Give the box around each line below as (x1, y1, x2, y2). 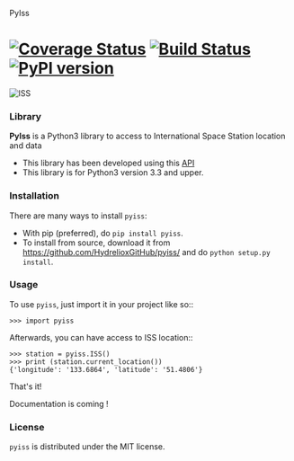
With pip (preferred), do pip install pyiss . (22, 227, 184, 238)
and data (9, 140, 42, 151)
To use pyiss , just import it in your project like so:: (9, 298, 194, 309)
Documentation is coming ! (9, 398, 110, 409)
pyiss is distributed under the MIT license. (9, 441, 165, 452)
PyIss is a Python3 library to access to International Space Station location (9, 130, 286, 142)
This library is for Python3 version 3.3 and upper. (22, 167, 204, 178)
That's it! (9, 381, 42, 392)
